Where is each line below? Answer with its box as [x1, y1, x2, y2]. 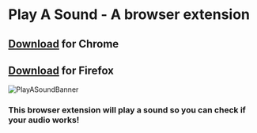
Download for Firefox [8, 63, 115, 77]
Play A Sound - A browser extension [8, 6, 251, 24]
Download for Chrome [8, 37, 119, 51]
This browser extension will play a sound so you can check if [8, 104, 247, 116]
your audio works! [8, 115, 80, 126]
